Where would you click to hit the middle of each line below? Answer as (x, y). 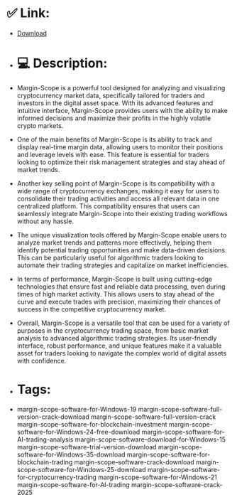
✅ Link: (28, 13)
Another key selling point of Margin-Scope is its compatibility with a (116, 183)
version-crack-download (53, 417)
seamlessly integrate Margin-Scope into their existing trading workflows (122, 213)
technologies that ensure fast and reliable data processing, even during (121, 287)
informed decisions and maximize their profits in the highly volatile (114, 118)
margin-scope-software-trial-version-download (87, 447)
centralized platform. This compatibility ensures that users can (108, 206)
